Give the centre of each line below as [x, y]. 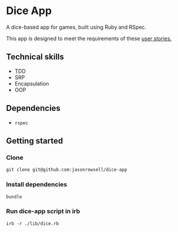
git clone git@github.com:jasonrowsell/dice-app [67, 170]
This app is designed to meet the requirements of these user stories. [89, 38]
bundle [14, 197]
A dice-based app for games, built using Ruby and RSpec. [76, 27]
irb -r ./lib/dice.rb [33, 223]
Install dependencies [37, 184]
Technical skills [35, 57]
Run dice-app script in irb [43, 211]
